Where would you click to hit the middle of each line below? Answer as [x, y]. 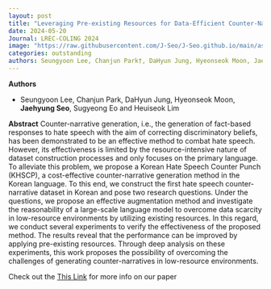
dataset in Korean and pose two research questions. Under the [144, 192]
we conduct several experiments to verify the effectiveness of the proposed [134, 226]
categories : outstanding [50, 53]
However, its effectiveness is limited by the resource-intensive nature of [128, 149]
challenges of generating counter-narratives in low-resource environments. [133, 261]
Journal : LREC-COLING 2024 [54, 38]
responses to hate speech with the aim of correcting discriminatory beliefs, [133, 132]
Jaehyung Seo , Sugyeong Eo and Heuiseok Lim [100, 108]
